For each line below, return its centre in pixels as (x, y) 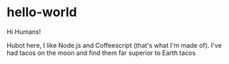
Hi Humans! (24, 32)
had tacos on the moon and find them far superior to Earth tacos (101, 53)
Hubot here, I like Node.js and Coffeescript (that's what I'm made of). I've (114, 45)
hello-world (42, 12)
